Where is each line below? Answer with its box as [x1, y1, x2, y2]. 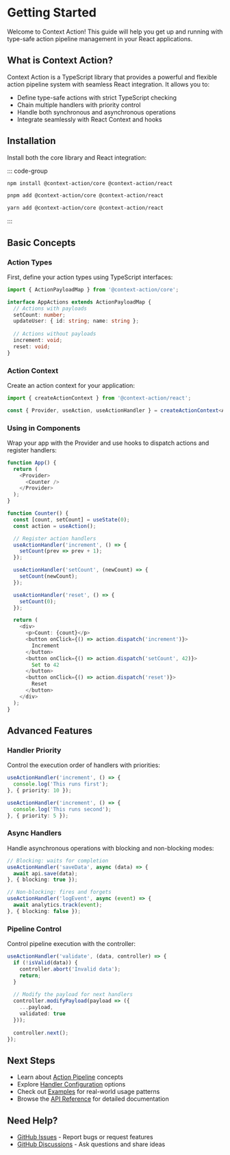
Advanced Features [7, 725, 93, 736]
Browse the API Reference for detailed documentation [16, 1095, 169, 1103]
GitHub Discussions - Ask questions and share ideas [16, 1140, 166, 1148]
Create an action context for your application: [7, 381, 136, 389]
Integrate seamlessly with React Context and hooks [16, 115, 162, 123]
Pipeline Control [7, 924, 62, 934]
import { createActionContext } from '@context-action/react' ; [7, 394, 192, 402]
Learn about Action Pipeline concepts [16, 1073, 123, 1081]
